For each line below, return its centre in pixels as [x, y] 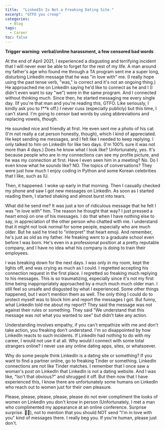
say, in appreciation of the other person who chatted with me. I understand [81, 221]
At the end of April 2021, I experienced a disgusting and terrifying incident [81, 61]
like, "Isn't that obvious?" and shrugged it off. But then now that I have [77, 376]
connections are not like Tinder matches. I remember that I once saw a [77, 366]
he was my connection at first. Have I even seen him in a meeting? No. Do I [82, 160]
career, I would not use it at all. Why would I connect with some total [75, 340]
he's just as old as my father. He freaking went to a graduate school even [80, 237]
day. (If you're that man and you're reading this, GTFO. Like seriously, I [77, 103]
